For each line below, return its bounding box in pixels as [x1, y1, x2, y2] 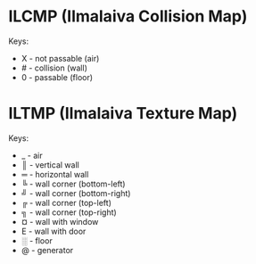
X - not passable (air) [21, 53, 100, 63]
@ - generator [21, 244, 74, 255]
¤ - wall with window [21, 216, 99, 227]
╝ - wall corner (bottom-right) [21, 187, 131, 198]
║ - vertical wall [21, 159, 79, 170]
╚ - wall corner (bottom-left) [21, 178, 126, 189]
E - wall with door [21, 226, 87, 236]
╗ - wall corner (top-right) [21, 207, 117, 218]
